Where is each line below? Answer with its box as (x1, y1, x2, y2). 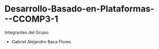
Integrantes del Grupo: (4, 29, 49, 35)
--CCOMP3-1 (4, 13, 59, 24)
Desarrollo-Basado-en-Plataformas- (4, 3, 155, 14)
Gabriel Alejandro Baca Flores (11, 38, 71, 44)
